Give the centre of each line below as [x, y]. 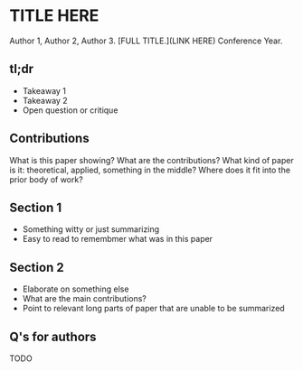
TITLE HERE [54, 16]
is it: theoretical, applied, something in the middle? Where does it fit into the [150, 170]
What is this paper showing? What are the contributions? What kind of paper [151, 160]
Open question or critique [70, 110]
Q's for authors [53, 336]
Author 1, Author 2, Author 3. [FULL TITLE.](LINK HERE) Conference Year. [146, 41]
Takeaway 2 [45, 100]
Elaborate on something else [76, 289]
